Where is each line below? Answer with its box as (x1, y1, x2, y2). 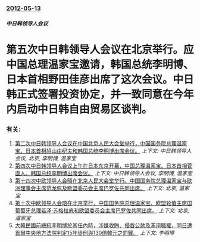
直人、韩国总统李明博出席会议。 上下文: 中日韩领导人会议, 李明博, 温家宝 (14, 170, 192, 176)
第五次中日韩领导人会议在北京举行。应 (6, 43, 195, 56)
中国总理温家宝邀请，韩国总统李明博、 (6, 58, 195, 71)
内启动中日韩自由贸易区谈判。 (6, 103, 153, 116)
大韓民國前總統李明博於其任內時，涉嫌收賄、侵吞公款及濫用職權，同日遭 (14, 222, 192, 229)
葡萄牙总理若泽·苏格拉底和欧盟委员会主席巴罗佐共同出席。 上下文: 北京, (14, 207, 189, 214)
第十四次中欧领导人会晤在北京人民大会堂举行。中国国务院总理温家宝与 (14, 177, 187, 184)
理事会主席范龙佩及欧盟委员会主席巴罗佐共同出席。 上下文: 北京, (20, 185, 177, 191)
